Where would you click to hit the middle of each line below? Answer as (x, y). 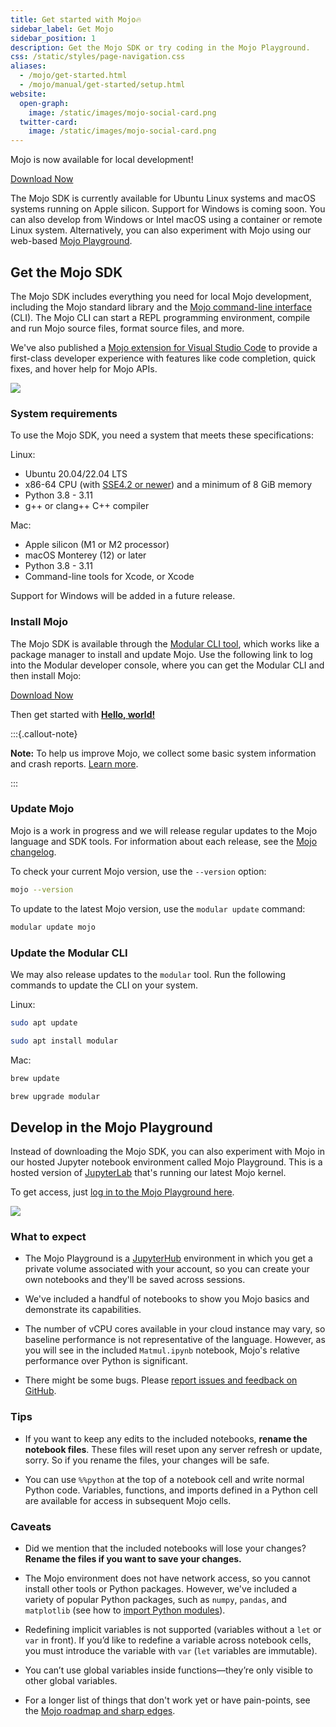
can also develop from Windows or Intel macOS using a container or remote (166, 220)
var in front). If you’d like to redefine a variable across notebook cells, (168, 1640)
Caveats (31, 1526)
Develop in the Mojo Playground (111, 1127)
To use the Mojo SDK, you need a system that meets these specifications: (162, 435)
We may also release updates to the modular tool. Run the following (148, 974)
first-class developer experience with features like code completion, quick (163, 358)
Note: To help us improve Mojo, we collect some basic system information (163, 753)
